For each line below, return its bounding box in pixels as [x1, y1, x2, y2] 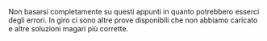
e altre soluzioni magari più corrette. [8, 24, 129, 33]
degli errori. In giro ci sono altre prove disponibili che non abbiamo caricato [8, 15, 258, 25]
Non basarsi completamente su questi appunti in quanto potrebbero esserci [8, 7, 260, 16]
